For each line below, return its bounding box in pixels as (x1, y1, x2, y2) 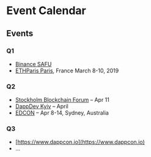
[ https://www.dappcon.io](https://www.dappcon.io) (15, 139, 145, 146)
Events (6, 28, 34, 39)
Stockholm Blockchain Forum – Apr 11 (15, 96, 110, 104)
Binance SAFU (15, 60, 52, 67)
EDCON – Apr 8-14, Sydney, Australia (15, 109, 109, 117)
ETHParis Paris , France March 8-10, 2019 (15, 67, 119, 74)
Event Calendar (6, 4, 87, 18)
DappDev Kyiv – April (15, 102, 68, 110)
